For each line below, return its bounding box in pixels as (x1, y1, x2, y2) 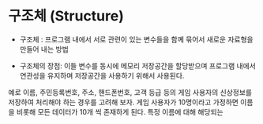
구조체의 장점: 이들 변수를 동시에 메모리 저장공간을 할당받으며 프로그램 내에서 (19, 60, 257, 71)
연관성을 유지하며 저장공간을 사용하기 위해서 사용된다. (19, 71, 185, 80)
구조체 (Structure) (8, 7, 125, 25)
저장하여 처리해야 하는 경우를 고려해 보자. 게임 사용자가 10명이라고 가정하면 (8, 97, 239, 107)
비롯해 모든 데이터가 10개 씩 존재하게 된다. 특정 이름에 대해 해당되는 (16, 107, 224, 116)
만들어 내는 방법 (19, 44, 69, 53)
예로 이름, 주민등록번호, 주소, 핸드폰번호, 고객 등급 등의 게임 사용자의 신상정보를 (8, 87, 253, 97)
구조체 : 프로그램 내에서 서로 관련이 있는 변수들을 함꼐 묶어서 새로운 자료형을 (19, 35, 254, 44)
